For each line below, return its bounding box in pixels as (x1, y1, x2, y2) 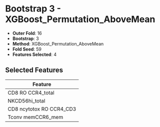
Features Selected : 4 (12, 51, 56, 57)
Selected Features (5, 66, 63, 74)
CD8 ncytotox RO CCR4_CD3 (7, 105, 76, 112)
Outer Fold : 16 (12, 30, 42, 36)
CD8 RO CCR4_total (7, 89, 54, 96)
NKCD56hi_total (7, 97, 45, 104)
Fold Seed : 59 (12, 46, 41, 52)
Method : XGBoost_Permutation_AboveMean (12, 40, 104, 46)
